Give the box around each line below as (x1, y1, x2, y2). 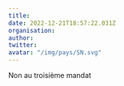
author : (8, 33, 34, 42)
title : (8, 11, 30, 20)
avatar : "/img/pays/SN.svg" (8, 49, 102, 57)
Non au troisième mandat (8, 71, 92, 80)
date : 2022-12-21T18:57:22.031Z (8, 19, 116, 27)
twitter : (8, 41, 38, 49)
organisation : (8, 26, 56, 34)
